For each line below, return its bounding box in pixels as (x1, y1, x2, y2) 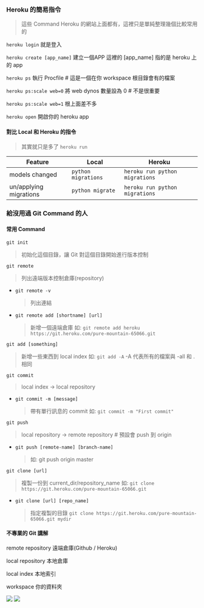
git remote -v (15, 288, 51, 294)
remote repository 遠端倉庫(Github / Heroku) (6, 544, 118, 551)
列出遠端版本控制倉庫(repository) (21, 274, 104, 282)
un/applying (9, 182, 44, 191)
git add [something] (6, 341, 59, 347)
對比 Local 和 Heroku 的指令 (6, 128, 76, 135)
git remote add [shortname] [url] (15, 312, 103, 319)
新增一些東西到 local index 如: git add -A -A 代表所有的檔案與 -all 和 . (21, 353, 195, 360)
